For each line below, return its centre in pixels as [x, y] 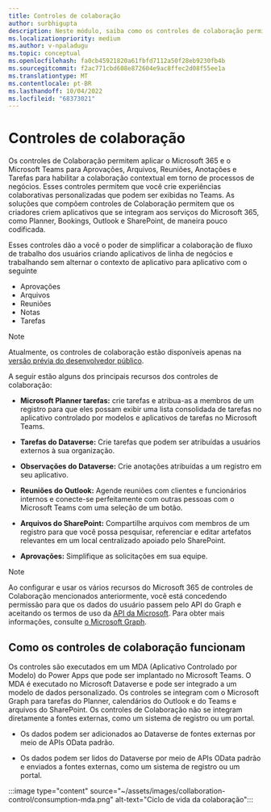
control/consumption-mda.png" [61, 799]
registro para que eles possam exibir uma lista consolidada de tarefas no [141, 410]
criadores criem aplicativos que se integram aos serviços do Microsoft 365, [134, 212]
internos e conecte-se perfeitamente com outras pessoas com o [127, 499]
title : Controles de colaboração [65, 16]
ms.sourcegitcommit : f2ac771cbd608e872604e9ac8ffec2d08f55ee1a [117, 69]
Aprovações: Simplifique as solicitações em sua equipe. [114, 556]
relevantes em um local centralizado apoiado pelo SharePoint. [123, 541]
